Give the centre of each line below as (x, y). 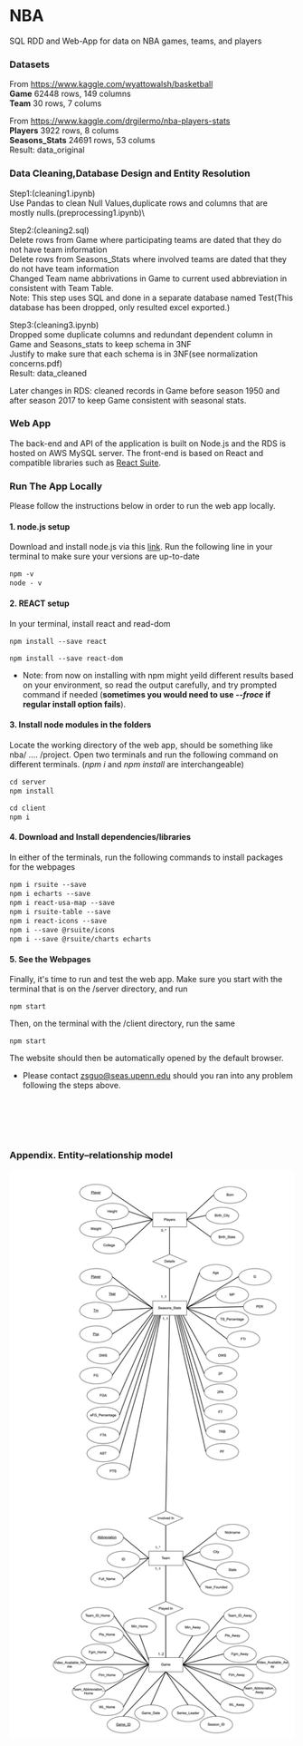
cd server (28, 782)
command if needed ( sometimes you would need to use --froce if (147, 694)
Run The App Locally (56, 486)
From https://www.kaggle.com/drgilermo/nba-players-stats (120, 121)
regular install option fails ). (74, 704)
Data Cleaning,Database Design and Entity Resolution (130, 173)
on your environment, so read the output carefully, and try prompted (150, 685)
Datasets (29, 64)
